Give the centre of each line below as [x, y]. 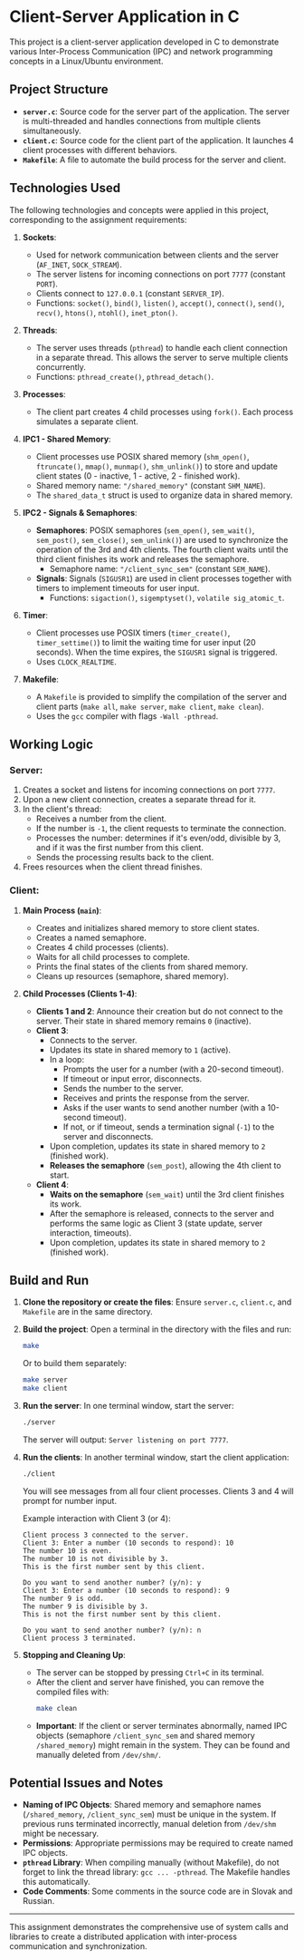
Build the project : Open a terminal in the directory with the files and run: [157, 1329]
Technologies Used [65, 188]
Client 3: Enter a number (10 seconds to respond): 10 [128, 1543]
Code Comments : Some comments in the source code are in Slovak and [157, 1891]
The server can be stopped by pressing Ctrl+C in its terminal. [150, 1672]
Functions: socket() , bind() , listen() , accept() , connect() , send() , [160, 303]
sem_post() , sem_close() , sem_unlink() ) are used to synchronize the [162, 539]
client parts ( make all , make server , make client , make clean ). [150, 706]
